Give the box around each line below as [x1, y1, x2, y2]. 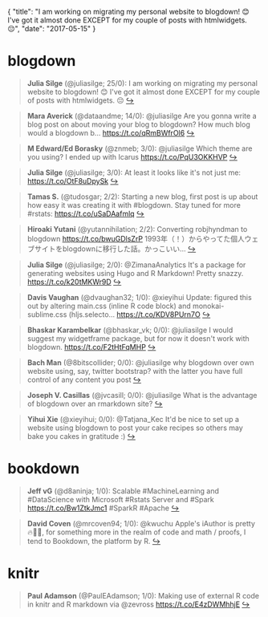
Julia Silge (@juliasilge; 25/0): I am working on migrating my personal [26, 78, 258, 87]
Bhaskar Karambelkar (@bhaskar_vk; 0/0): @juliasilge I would [26, 325, 233, 335]
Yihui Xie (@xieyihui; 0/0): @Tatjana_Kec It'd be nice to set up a [26, 414, 240, 424]
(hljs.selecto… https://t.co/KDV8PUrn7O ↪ [68, 309, 211, 319]
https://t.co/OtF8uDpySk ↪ [26, 176, 119, 185]
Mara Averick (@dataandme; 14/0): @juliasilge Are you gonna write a [26, 111, 257, 120]
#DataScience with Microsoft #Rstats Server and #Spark [26, 494, 214, 504]
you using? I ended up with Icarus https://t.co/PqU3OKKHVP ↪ [26, 152, 238, 161]
